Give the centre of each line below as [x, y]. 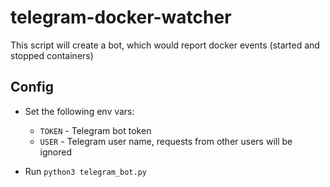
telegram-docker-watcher [121, 17]
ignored [56, 152]
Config [32, 87]
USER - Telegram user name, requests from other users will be [166, 141]
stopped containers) [52, 55]
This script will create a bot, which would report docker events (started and [165, 45]
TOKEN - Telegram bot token [95, 130]
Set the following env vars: [79, 111]
